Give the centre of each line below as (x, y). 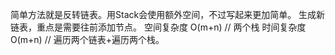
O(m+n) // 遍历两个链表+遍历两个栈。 (87, 39)
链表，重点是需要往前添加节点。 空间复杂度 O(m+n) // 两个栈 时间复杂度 (158, 27)
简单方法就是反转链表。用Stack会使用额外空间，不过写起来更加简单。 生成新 (168, 14)
